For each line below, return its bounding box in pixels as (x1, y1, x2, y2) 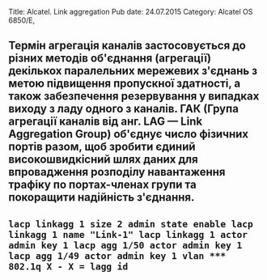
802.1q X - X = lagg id (8, 261, 129, 272)
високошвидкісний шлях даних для (8, 153, 198, 167)
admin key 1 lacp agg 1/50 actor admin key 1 (8, 239, 243, 251)
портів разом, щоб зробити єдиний (8, 140, 196, 154)
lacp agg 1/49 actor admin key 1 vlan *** (8, 250, 227, 261)
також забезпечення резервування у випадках (8, 89, 260, 104)
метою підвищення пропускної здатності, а (8, 77, 241, 91)
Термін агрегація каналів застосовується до (8, 39, 247, 53)
